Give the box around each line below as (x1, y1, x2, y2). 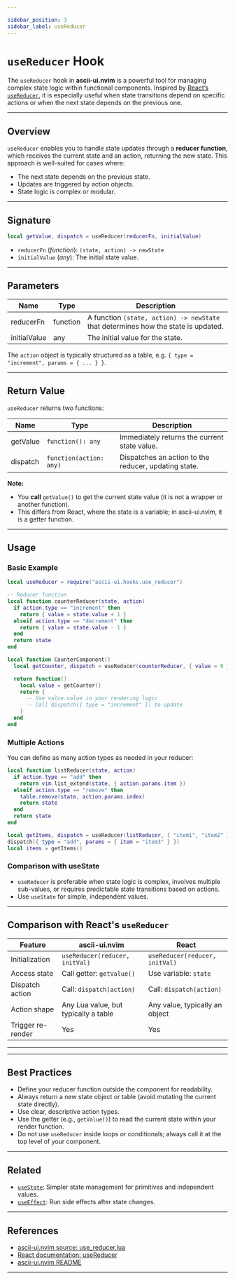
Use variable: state (148, 968, 211, 978)
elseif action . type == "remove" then (13, 787, 124, 794)
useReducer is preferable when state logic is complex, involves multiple (17, 877, 221, 885)
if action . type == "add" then (13, 773, 101, 780)
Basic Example (7, 562, 58, 572)
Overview (7, 125, 51, 137)
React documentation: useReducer (17, 1251, 117, 1259)
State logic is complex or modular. (17, 187, 116, 196)
